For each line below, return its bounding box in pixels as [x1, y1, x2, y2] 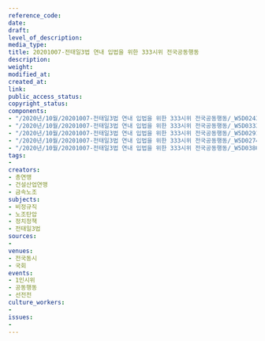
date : [8, 19, 26, 27]
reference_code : [8, 11, 62, 20]
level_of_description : [8, 33, 83, 42]
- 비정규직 [8, 203, 38, 210]
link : [8, 85, 26, 93]
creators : [8, 166, 41, 174]
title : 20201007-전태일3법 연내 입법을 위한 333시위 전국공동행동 [8, 48, 200, 56]
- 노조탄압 [8, 210, 38, 218]
